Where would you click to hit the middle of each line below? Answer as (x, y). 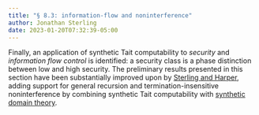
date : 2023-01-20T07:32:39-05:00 (63, 30)
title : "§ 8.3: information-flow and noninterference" (100, 15)
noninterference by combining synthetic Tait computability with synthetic (127, 95)
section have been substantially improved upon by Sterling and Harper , (124, 78)
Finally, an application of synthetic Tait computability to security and (119, 53)
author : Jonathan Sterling (53, 23)
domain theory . (33, 102)
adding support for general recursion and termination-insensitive (114, 86)
